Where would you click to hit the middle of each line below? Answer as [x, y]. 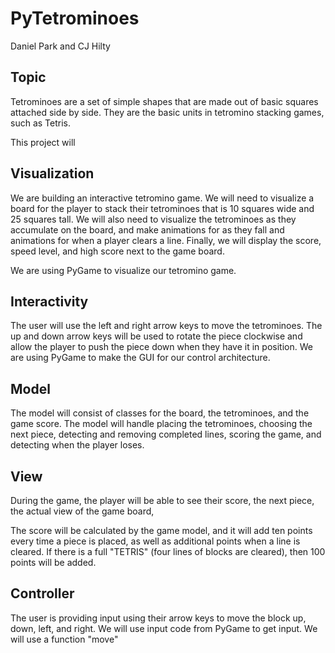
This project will [43, 142]
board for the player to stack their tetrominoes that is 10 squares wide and [162, 208]
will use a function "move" [64, 639]
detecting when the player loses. [77, 445]
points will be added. [53, 562]
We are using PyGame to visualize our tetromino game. [123, 270]
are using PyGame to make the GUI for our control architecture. [140, 358]
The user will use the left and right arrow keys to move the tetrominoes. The [166, 326]
